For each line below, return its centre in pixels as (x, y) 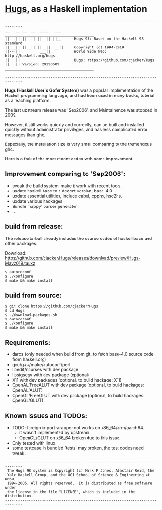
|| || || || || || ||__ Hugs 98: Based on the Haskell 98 (74, 39)
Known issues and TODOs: (46, 416)
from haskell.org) (29, 359)
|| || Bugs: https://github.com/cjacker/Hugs (80, 60)
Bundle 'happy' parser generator (44, 206)
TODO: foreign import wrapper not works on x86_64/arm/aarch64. (78, 427)
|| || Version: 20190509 (32, 64)
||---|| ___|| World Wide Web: (56, 51)
